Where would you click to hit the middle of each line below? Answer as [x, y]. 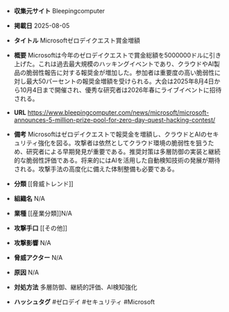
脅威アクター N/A [38, 257]
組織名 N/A [29, 198]
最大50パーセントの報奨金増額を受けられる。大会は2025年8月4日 [120, 81]
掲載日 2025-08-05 [42, 26]
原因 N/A [26, 272]
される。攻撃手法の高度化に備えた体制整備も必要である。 [96, 169]
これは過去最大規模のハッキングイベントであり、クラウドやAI [126, 64]
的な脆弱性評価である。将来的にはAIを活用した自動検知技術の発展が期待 [117, 160]
